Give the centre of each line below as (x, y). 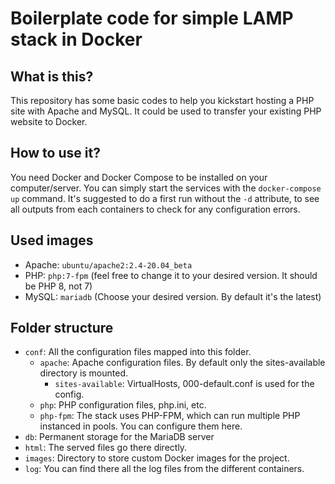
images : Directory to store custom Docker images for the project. (157, 458)
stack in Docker (76, 39)
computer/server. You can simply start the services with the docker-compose (166, 188)
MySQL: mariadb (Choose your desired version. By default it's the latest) (173, 296)
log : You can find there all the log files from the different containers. (164, 469)
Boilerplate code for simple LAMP (152, 18)
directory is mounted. (84, 373)
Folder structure (62, 328)
